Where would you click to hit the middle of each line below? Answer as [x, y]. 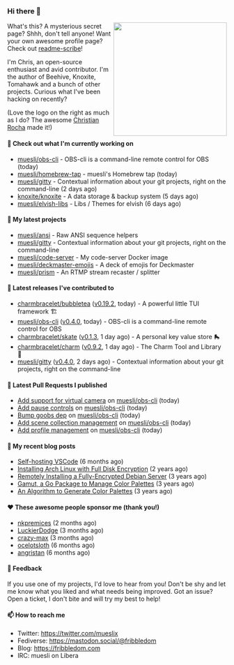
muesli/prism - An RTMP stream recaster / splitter [88, 272]
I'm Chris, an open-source [45, 62]
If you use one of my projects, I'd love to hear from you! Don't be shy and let [117, 584]
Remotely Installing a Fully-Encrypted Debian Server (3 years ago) [112, 477]
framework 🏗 [37, 311]
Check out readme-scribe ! [45, 49]
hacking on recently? [37, 99]
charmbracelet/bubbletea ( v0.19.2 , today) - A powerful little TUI [108, 304]
